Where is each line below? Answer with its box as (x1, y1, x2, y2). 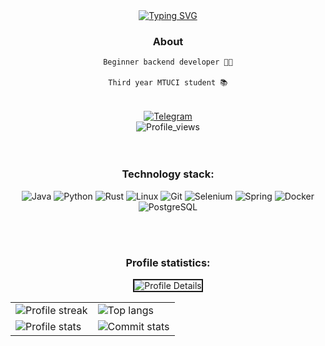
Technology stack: (121, 167, 215, 181)
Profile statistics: (125, 255, 211, 269)
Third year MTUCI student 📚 (108, 78, 228, 88)
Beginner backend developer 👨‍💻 (103, 57, 233, 68)
